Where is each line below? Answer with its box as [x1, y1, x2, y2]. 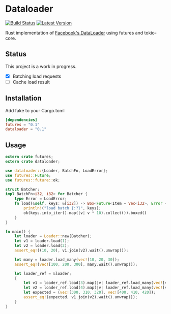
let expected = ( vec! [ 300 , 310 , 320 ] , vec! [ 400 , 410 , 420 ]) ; [23, 290, 156, 295]
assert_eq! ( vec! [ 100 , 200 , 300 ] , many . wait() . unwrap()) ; [14, 262, 138, 267]
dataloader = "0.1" [5, 127, 47, 132]
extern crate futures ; [5, 154, 53, 160]
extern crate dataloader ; [5, 159, 60, 164]
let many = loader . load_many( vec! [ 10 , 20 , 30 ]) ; [14, 257, 120, 262]
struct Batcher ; [5, 186, 40, 192]
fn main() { [5, 229, 31, 234]
